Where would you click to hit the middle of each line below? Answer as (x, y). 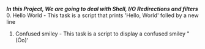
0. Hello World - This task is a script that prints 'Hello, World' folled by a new (102, 15)
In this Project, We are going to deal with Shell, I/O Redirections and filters (102, 9)
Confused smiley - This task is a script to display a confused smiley (100, 34)
